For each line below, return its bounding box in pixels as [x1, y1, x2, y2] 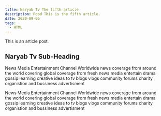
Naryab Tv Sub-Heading [5, 52, 80, 60]
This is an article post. [5, 38, 49, 44]
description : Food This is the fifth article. [5, 12, 101, 16]
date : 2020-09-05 [5, 16, 40, 21]
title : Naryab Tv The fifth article [5, 7, 79, 12]
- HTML [9, 25, 23, 30]
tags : [5, 20, 16, 26]
